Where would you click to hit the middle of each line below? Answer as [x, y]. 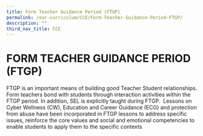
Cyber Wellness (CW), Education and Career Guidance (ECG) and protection [101, 108]
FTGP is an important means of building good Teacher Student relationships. [102, 88]
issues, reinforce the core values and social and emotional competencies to [101, 120]
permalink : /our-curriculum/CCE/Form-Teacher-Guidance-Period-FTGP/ [95, 18]
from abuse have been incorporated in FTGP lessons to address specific [97, 114]
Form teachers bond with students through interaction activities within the [98, 95]
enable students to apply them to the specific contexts [74, 127]
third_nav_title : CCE [34, 29]
